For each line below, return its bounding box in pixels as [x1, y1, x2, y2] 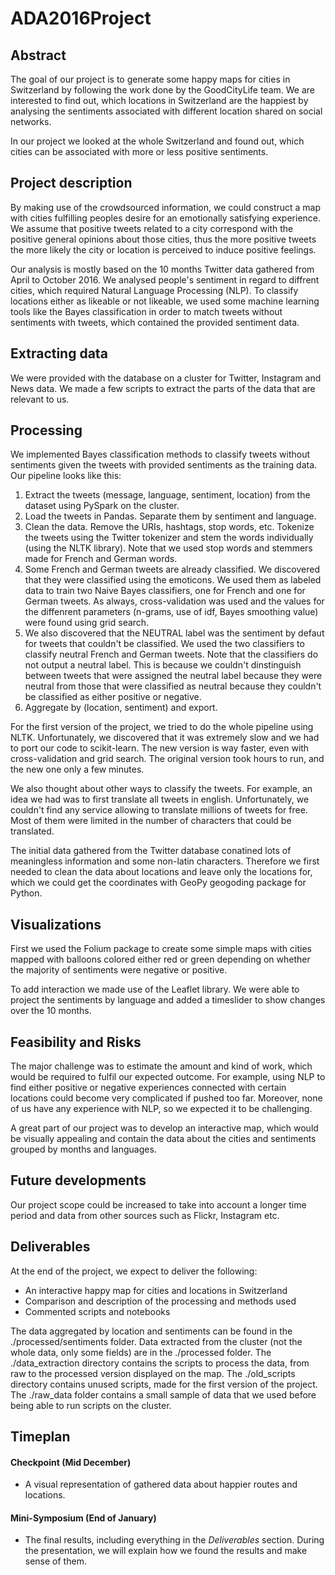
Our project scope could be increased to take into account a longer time [10, 1198, 307, 1211]
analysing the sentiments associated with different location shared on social [10, 105, 323, 117]
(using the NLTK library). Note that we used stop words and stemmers [24, 542, 313, 554]
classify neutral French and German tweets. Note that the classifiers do [24, 648, 319, 661]
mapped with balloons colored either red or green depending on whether [10, 953, 311, 966]
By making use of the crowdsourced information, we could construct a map [10, 201, 322, 213]
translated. [10, 825, 55, 837]
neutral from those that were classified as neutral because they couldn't [24, 680, 322, 692]
